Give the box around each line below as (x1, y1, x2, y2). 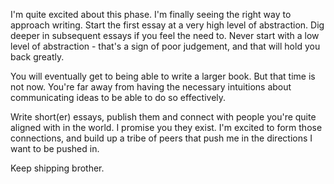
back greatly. (10, 51, 65, 63)
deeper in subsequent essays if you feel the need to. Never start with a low (10, 30, 320, 41)
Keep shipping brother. (10, 162, 105, 174)
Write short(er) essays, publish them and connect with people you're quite (10, 111, 317, 123)
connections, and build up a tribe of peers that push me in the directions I (10, 132, 313, 144)
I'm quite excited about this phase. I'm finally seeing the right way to (10, 9, 292, 20)
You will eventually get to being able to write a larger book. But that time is (10, 70, 316, 82)
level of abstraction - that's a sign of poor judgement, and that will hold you (10, 40, 321, 52)
